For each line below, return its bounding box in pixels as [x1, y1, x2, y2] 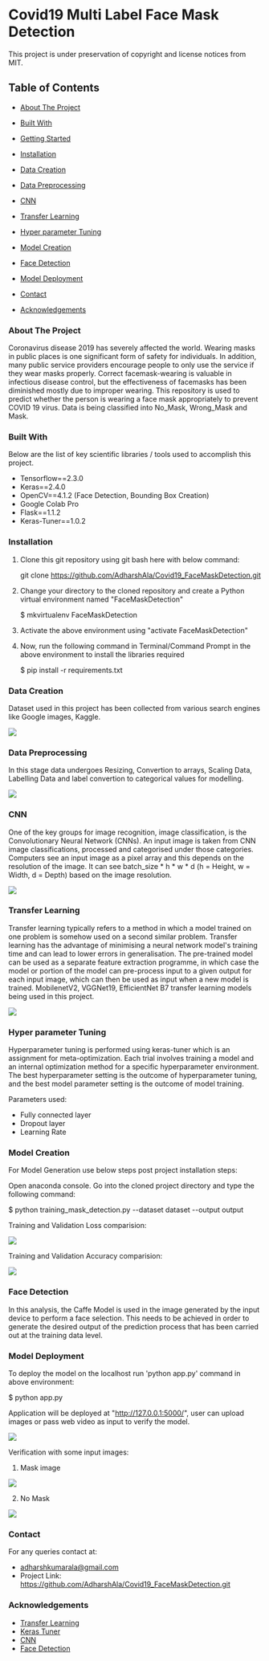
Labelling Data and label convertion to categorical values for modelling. [8, 773, 244, 784]
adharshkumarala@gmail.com [19, 1562, 119, 1572]
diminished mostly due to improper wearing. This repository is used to [8, 386, 240, 395]
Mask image [19, 1463, 61, 1473]
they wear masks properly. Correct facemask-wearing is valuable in [8, 369, 232, 378]
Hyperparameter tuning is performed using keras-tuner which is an [8, 1045, 230, 1055]
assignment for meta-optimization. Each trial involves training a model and [8, 1054, 255, 1063]
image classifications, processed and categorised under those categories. [8, 844, 255, 854]
